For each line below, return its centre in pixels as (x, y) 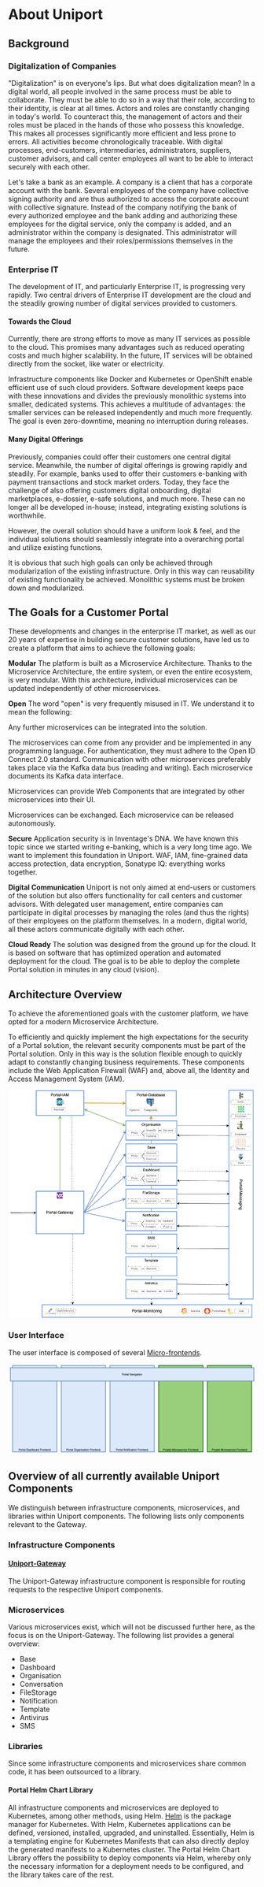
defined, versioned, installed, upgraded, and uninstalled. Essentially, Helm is (132, 1833)
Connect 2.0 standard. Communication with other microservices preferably (130, 760)
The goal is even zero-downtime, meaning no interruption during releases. (128, 421)
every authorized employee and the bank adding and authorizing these (123, 215)
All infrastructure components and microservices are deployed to (114, 1807)
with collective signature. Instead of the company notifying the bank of (123, 207)
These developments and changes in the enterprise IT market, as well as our (132, 631)
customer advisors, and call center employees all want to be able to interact (131, 158)
